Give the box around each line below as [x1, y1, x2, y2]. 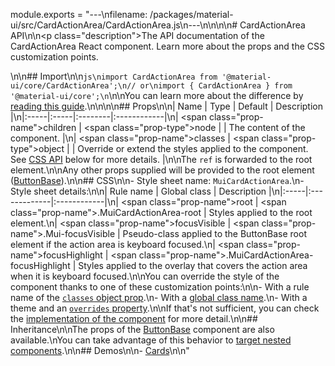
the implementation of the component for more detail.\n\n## [10, 313, 258, 324]
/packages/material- [149, 9, 234, 20]
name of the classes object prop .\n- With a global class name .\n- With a [10, 292, 308, 303]
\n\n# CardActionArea [215, 19, 306, 31]
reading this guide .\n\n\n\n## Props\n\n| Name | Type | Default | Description [10, 100, 323, 112]
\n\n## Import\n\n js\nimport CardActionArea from [10, 70, 218, 82]
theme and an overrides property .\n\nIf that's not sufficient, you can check [10, 302, 320, 314]
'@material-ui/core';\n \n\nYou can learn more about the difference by [10, 90, 304, 101]
